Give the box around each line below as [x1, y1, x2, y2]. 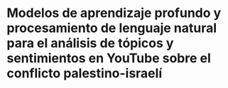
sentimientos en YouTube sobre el [6, 50, 211, 67]
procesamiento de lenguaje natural [6, 20, 217, 36]
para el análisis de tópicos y [6, 35, 174, 51]
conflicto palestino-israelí [6, 65, 163, 82]
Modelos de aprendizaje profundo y [6, 5, 222, 21]
